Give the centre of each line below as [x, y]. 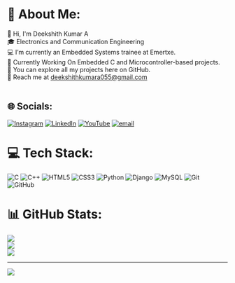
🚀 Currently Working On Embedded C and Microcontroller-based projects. [114, 62]
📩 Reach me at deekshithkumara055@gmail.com [77, 77]
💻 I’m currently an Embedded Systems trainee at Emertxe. [92, 52]
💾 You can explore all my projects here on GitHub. [79, 69]
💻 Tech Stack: [50, 153]
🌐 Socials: [30, 107]
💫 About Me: [44, 14]
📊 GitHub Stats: [55, 214]
